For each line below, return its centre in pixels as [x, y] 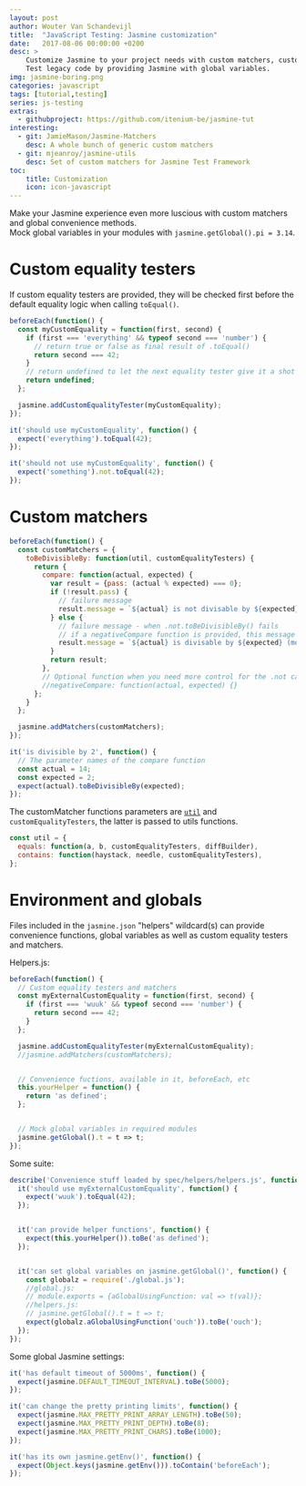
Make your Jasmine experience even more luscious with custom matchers [149, 213]
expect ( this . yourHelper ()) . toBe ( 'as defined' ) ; [117, 1239]
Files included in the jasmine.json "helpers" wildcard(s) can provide [137, 925]
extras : [24, 111]
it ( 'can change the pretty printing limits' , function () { [124, 1407]
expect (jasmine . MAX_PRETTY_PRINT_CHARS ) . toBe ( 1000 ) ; [120, 1431]
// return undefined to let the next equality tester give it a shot [161, 372]
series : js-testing [46, 102]
